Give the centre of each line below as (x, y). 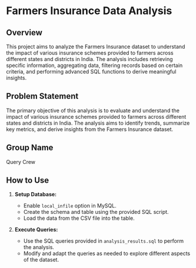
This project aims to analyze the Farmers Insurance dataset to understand (96, 46)
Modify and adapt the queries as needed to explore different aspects (107, 253)
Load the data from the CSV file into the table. (79, 218)
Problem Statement (42, 96)
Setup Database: (36, 195)
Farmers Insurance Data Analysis (89, 11)
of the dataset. (41, 260)
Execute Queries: (36, 230)
